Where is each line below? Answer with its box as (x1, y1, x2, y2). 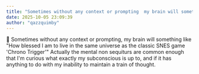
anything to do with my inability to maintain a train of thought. (6, 61, 156, 68)
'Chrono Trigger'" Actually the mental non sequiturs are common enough (6, 49, 185, 56)
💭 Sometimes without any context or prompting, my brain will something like (6, 36, 192, 43)
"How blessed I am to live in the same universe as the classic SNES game (6, 42, 185, 49)
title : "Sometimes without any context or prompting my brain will (6, 8, 179, 15)
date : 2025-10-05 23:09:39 (6, 14, 73, 20)
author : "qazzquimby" (6, 20, 60, 25)
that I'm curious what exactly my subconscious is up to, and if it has (6, 54, 172, 62)
